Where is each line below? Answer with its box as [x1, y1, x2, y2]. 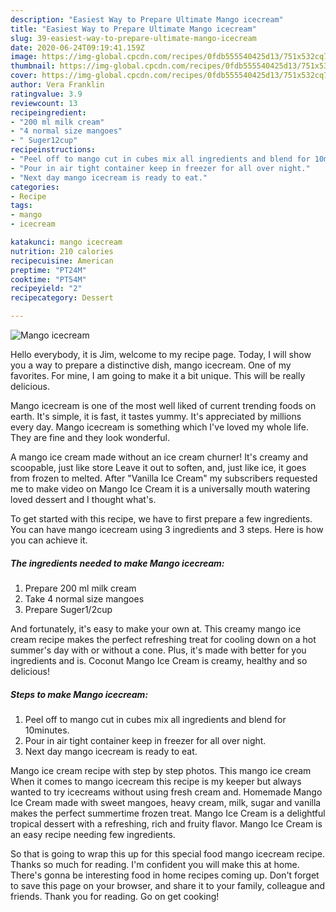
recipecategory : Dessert [10, 293, 114, 303]
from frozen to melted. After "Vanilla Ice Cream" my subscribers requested [10, 472, 318, 484]
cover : [10, 71, 38, 81]
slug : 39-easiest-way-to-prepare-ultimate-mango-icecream [10, 33, 257, 43]
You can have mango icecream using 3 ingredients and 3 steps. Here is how [10, 524, 324, 535]
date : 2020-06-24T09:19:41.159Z [10, 42, 145, 53]
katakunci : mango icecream [10, 237, 123, 247]
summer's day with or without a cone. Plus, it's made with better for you [10, 644, 307, 656]
